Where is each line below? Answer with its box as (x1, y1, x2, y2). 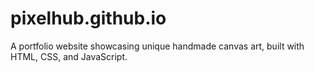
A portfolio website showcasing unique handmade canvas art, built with (10, 40, 305, 52)
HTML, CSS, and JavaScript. (10, 50, 128, 62)
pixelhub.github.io (10, 7, 167, 30)
